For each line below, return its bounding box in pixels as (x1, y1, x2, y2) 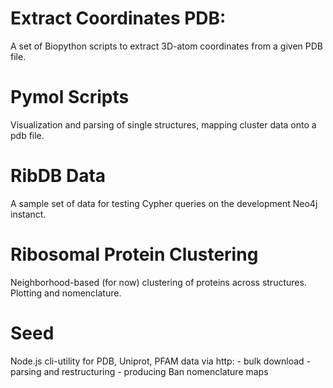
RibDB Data (10, 165, 107, 187)
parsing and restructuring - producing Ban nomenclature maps (10, 365, 269, 377)
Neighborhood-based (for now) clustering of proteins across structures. (10, 276, 307, 288)
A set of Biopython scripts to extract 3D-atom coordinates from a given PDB (10, 40, 323, 52)
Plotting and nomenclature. (10, 287, 122, 299)
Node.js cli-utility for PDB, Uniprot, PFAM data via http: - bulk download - (10, 355, 312, 367)
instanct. (10, 208, 47, 220)
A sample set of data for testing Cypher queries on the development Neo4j (10, 197, 318, 209)
